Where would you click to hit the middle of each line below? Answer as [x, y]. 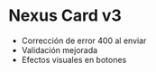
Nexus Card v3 [65, 16]
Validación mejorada [60, 49]
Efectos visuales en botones [74, 59]
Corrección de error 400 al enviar [84, 40]
